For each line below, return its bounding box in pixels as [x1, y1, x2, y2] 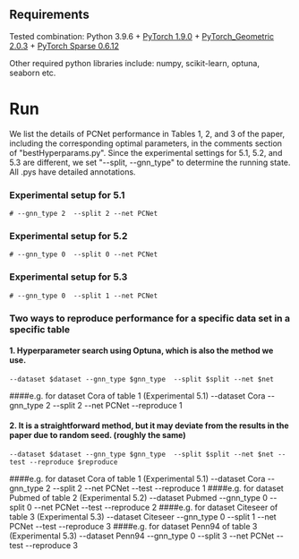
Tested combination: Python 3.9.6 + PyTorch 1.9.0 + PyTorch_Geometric [9, 30, 275, 41]
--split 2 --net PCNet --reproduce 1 [52, 400, 183, 410]
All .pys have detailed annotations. [9, 166, 136, 177]
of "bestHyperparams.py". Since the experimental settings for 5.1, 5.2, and [9, 147, 283, 158]
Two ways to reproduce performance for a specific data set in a [9, 312, 291, 324]
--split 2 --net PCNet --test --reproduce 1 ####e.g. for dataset [52, 483, 284, 494]
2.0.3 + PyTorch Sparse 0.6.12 [9, 40, 119, 51]
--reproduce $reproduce [29, 457, 118, 467]
